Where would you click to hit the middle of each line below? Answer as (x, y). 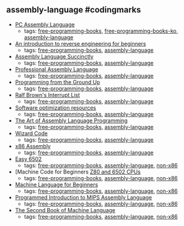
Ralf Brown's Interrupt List (47, 95)
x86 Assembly (33, 146)
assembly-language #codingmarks (74, 10)
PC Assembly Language (45, 24)
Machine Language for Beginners (56, 184)
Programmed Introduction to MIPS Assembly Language (83, 197)
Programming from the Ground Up (58, 82)
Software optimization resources (56, 107)
